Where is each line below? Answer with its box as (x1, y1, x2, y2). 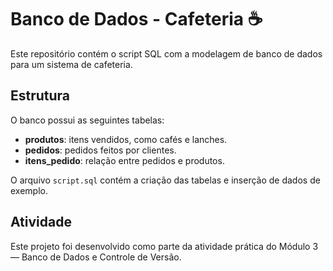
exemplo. (10, 184, 48, 196)
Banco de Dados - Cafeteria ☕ (10, 8, 263, 31)
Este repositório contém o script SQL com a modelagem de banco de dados (10, 47, 323, 60)
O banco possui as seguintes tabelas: (10, 114, 165, 126)
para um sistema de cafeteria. (10, 58, 133, 70)
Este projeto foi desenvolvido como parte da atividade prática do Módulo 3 (10, 240, 319, 252)
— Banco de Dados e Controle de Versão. (10, 251, 182, 263)
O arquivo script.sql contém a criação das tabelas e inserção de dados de (10, 174, 321, 186)
